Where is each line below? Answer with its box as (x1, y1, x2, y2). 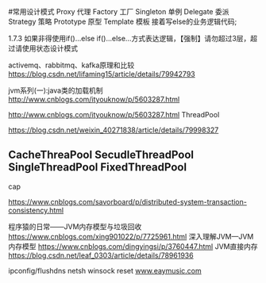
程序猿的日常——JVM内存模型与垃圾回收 (8, 221, 142, 231)
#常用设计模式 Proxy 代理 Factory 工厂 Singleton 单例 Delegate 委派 (8, 7, 229, 16)
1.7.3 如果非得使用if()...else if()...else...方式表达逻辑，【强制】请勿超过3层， (8, 34, 251, 43)
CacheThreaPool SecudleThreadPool (8, 148, 195, 162)
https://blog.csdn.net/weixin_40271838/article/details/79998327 (8, 125, 219, 135)
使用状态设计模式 (21, 44, 78, 53)
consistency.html (8, 205, 64, 215)
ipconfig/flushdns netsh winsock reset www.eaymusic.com (8, 266, 202, 275)
